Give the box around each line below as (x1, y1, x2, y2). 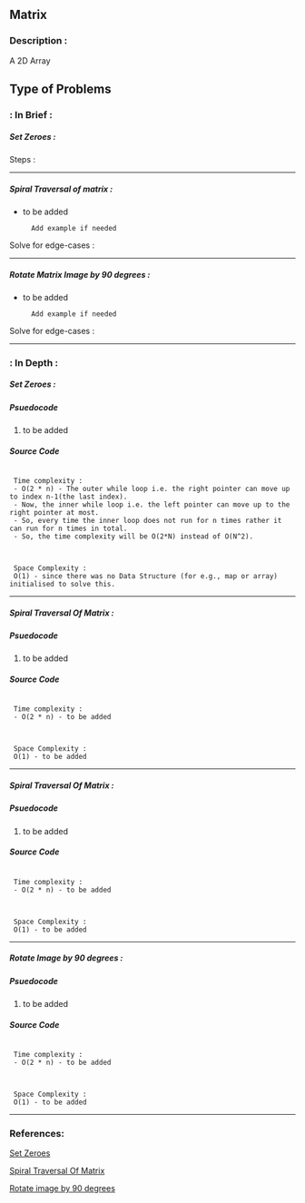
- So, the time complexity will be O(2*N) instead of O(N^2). (13, 532, 254, 541)
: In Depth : (9, 356, 59, 369)
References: (9, 1128, 65, 1139)
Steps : (9, 153, 36, 164)
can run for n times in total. (9, 524, 128, 534)
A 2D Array (9, 54, 52, 66)
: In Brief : (9, 109, 53, 121)
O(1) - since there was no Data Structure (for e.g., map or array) (13, 572, 279, 581)
